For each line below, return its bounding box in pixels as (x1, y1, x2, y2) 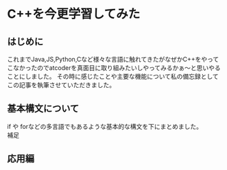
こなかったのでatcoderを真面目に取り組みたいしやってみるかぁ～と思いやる (7, 64, 221, 72)
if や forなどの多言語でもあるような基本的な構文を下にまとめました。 (7, 122, 202, 130)
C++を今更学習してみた (7, 6, 141, 22)
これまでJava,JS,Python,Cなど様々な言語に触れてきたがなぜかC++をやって (7, 56, 219, 63)
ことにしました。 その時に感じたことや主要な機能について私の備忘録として (7, 73, 219, 80)
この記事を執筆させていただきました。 (7, 81, 115, 89)
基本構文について (7, 103, 80, 114)
